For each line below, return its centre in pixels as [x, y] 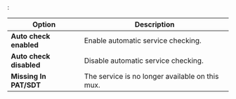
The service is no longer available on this [151, 76]
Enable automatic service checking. [143, 40]
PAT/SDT [26, 85]
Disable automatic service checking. [144, 61]
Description [155, 24]
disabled [26, 65]
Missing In [29, 76]
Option [44, 24]
